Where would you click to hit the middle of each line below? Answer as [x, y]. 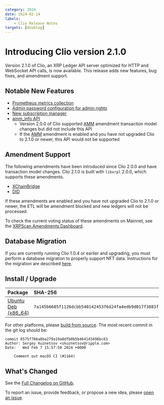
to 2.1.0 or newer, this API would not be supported [69, 139]
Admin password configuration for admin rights [60, 108]
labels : [13, 19]
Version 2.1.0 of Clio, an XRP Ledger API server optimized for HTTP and [77, 65]
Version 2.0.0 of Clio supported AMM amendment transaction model [88, 124]
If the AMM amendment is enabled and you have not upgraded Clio [87, 134]
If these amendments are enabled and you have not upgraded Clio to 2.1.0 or [82, 201]
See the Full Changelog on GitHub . [40, 383]
